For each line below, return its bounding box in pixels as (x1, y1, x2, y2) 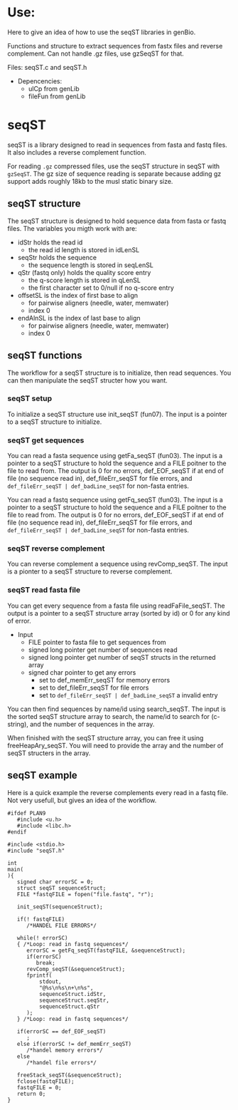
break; (36, 959, 55, 966)
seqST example (7, 769, 78, 782)
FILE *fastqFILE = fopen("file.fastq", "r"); (16, 891, 154, 898)
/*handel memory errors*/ (26, 1047, 103, 1054)
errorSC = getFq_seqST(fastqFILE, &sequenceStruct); (26, 947, 186, 954)
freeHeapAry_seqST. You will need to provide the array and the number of (7, 741, 224, 749)
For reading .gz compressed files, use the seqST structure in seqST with (7, 162, 220, 170)
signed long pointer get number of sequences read (28, 645, 178, 654)
